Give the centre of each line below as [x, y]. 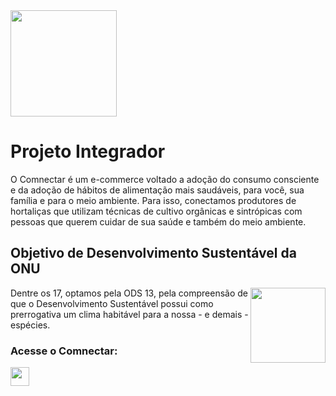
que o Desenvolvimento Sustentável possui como [112, 303]
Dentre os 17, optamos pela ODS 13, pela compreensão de [129, 293]
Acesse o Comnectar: [64, 351]
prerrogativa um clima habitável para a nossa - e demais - [129, 314]
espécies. [30, 325]
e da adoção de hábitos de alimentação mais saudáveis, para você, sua [157, 190]
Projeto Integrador [88, 151]
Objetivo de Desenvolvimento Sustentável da [153, 253]
